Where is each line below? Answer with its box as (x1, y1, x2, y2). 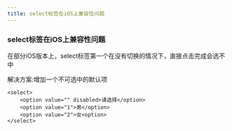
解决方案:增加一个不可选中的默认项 (7, 75, 108, 84)
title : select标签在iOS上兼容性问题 (7, 10, 105, 17)
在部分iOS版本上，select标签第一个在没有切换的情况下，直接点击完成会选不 (7, 52, 226, 60)
